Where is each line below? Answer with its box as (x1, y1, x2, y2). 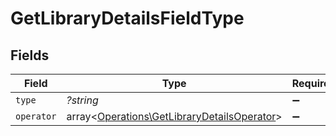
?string (66, 93, 99, 107)
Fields (10, 47, 50, 64)
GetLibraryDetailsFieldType (10, 7, 245, 30)
